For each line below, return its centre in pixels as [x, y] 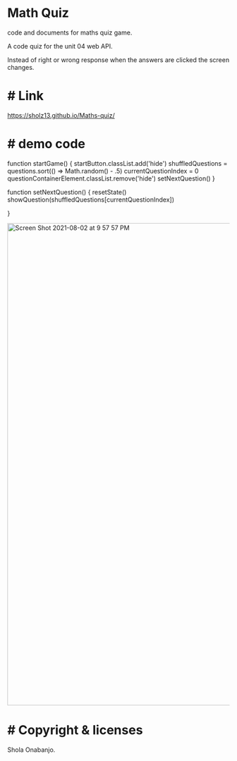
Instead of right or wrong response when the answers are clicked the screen [119, 60]
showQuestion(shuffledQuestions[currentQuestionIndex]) [91, 200]
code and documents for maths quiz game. [70, 32]
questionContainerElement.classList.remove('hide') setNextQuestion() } [111, 178]
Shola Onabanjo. [31, 750]
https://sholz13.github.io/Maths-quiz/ [61, 115]
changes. [21, 67]
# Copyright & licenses [75, 730]
